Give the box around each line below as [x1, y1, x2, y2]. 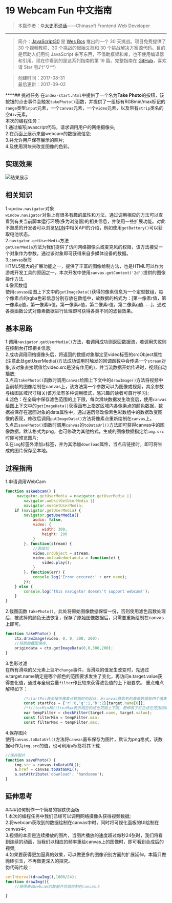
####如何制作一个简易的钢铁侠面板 [5, 806, 80, 812]
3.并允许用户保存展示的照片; [5, 137, 65, 143]
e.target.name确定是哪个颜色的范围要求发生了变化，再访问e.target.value [5, 673, 158, 679]
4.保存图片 [5, 729, 28, 736]
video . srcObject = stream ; [32, 551, 91, 556]
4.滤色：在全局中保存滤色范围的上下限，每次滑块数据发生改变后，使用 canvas [5, 396, 167, 403]
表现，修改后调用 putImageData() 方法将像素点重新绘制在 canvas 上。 [14, 415, 155, 422]
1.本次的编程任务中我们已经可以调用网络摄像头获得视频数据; [5, 813, 131, 819]
